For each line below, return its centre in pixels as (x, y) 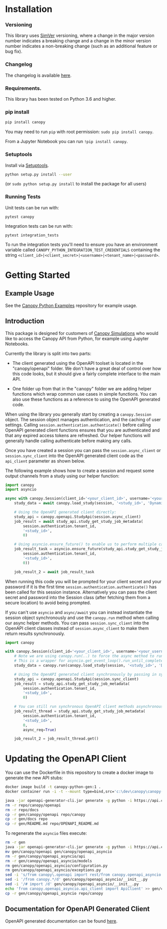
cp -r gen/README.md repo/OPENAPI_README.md (52, 824)
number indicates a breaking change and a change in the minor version (78, 41)
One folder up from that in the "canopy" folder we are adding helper (82, 388)
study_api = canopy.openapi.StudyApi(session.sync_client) (77, 679)
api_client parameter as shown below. (45, 461)
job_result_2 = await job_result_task (54, 572)
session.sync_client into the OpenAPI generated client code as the (74, 456)
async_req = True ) (40, 730)
